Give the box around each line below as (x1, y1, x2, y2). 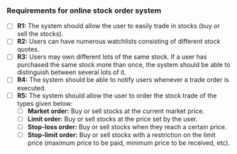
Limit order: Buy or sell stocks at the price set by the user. (27, 114, 198, 123)
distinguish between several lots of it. (16, 68, 127, 76)
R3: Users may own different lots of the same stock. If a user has (16, 52, 207, 61)
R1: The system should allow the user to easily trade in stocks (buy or (16, 22, 221, 30)
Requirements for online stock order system (6, 6, 162, 16)
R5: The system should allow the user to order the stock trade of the (16, 91, 217, 100)
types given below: (16, 99, 73, 107)
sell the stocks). (16, 30, 64, 38)
